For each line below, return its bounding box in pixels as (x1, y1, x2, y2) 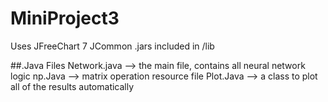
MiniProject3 (10, 7, 120, 30)
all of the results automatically (10, 80, 135, 92)
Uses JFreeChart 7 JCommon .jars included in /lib (10, 40, 215, 52)
